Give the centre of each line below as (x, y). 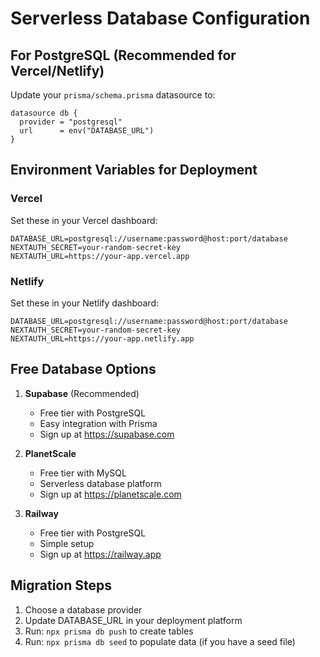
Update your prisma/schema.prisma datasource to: (113, 95)
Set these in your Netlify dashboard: (85, 303)
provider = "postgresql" (71, 122)
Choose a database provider (83, 609)
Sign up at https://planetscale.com (110, 494)
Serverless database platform (100, 483)
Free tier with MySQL (83, 473)
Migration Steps (61, 585)
